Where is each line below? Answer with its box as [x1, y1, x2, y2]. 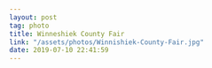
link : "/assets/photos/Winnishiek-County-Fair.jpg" [9, 37, 204, 47]
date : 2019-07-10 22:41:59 [9, 46, 109, 55]
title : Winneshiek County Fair [9, 29, 125, 38]
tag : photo [9, 21, 50, 30]
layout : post [9, 12, 58, 22]
